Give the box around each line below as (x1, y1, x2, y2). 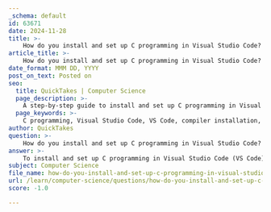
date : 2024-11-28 (8, 27, 67, 35)
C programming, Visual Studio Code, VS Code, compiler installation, (23, 117, 262, 125)
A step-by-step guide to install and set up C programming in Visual (23, 102, 262, 110)
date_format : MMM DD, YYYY (8, 64, 99, 73)
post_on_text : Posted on (8, 72, 92, 80)
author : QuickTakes (8, 124, 74, 132)
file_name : (8, 169, 45, 177)
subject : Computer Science (8, 162, 99, 170)
